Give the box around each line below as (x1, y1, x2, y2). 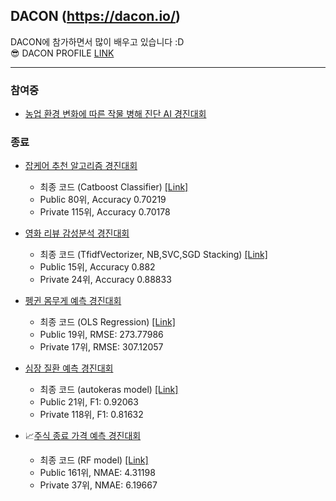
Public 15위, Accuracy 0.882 (39, 261, 156, 273)
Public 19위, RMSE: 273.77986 (39, 329, 164, 341)
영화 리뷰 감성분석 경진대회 (24, 227, 130, 239)
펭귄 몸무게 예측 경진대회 (24, 295, 122, 307)
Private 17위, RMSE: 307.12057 (39, 341, 164, 353)
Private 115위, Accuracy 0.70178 (39, 206, 171, 218)
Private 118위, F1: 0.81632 (39, 409, 144, 421)
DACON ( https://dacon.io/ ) (10, 8, 182, 25)
